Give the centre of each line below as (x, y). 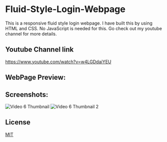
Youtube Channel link (39, 49)
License (18, 122)
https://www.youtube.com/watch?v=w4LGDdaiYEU (58, 62)
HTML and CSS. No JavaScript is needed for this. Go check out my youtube (84, 28)
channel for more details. (31, 34)
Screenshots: (27, 95)
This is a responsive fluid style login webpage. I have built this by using (79, 23)
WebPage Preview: (35, 78)
